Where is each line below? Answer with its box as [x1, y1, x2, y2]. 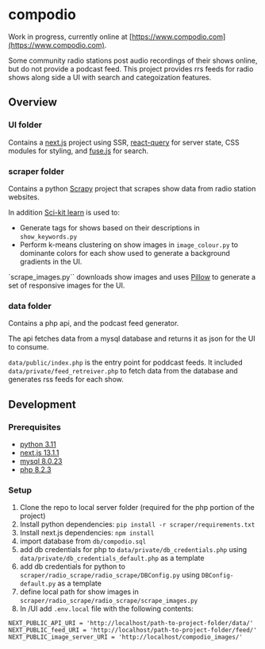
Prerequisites [8, 421, 61, 432]
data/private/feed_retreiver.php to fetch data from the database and [8, 366, 238, 376]
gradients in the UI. [19, 257, 83, 266]
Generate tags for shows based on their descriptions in [19, 222, 200, 232]
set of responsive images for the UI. [8, 280, 125, 290]
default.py [19, 580, 56, 589]
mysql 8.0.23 [19, 456, 63, 466]
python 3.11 [19, 439, 57, 449]
